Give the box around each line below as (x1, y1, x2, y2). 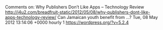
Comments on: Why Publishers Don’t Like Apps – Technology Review (5, 4, 144, 10)
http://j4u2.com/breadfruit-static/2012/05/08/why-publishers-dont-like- (5, 9, 150, 15)
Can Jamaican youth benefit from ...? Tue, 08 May (57, 15, 158, 20)
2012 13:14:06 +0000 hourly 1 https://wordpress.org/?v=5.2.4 (5, 19, 129, 25)
